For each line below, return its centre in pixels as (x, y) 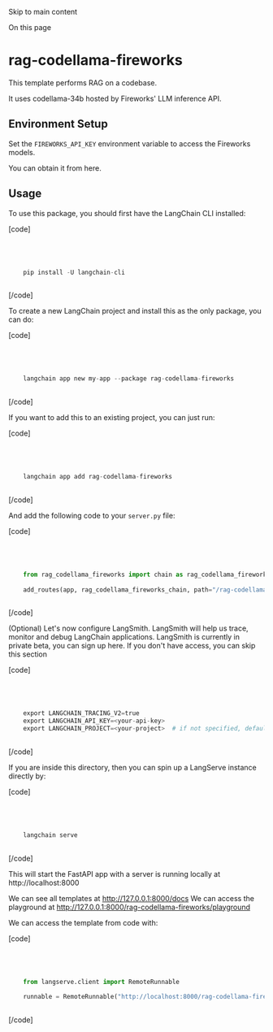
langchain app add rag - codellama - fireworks (98, 477)
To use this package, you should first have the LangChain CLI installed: (127, 213)
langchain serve (51, 835)
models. (22, 152)
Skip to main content (43, 12)
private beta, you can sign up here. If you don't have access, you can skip (132, 646)
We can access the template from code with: (83, 922)
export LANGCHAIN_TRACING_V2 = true (81, 713)
